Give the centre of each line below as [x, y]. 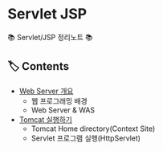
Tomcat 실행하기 [46, 119]
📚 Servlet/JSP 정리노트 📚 [50, 37]
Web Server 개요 [46, 91]
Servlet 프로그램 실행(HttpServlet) [86, 138]
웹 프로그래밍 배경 [59, 100]
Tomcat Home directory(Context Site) [93, 129]
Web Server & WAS [63, 110]
